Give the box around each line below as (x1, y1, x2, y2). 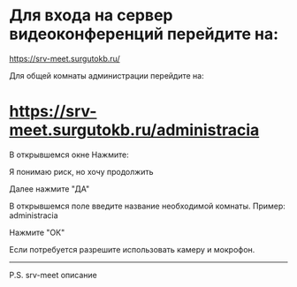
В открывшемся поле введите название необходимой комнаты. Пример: (9, 200, 286, 211)
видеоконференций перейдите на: (9, 24, 279, 44)
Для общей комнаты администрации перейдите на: (9, 70, 205, 80)
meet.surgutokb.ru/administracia (9, 120, 260, 140)
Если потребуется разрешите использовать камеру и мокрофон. (9, 244, 255, 254)
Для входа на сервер (9, 5, 173, 26)
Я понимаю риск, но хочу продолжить (9, 166, 154, 177)
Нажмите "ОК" (9, 227, 65, 238)
